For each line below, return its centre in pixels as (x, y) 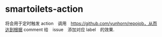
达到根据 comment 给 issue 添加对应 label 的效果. (60, 29)
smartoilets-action (44, 9)
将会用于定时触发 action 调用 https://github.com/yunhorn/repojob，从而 (81, 23)
